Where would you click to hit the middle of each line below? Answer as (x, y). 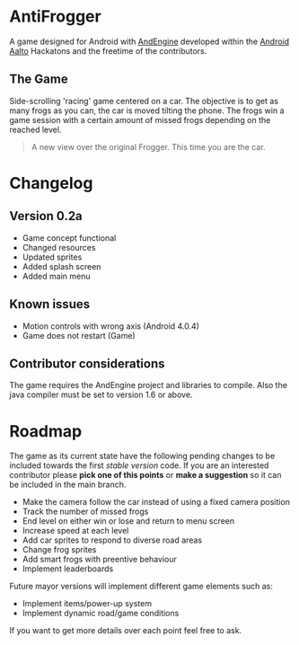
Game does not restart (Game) (79, 335)
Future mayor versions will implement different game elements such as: (141, 587)
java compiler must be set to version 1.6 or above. (101, 395)
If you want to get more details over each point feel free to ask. (126, 631)
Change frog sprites (59, 550)
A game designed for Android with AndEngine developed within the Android (149, 41)
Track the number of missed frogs (85, 512)
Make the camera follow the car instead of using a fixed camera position (156, 502)
